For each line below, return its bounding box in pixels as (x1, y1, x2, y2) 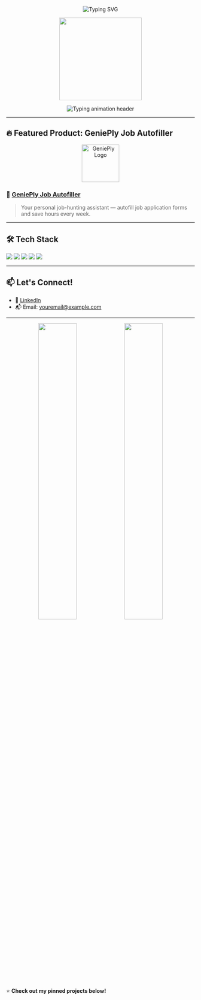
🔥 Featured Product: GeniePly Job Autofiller (6, 128, 173, 138)
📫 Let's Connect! (6, 277, 73, 288)
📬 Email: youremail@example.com (14, 303, 102, 311)
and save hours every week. (20, 210, 91, 217)
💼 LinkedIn (14, 296, 41, 303)
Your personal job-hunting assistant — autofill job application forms (20, 204, 187, 211)
